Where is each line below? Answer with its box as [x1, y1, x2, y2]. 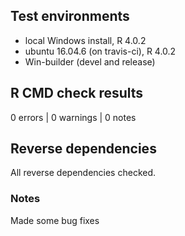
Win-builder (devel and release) [24, 55, 156, 68]
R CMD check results [10, 85, 144, 102]
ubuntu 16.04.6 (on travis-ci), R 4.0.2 [24, 45, 177, 57]
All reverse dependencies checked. [10, 167, 157, 179]
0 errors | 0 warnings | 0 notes [10, 111, 137, 123]
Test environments [10, 8, 130, 25]
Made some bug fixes [10, 214, 100, 226]
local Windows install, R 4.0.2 [24, 34, 147, 46]
